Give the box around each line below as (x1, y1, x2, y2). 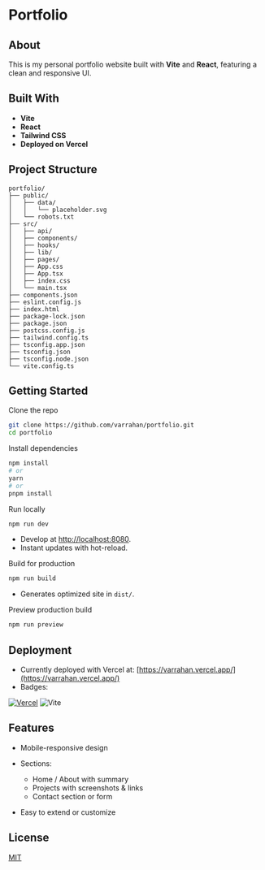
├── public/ (8, 191, 49, 200)
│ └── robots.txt (8, 213, 75, 221)
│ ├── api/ (8, 227, 53, 235)
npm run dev (8, 520, 49, 528)
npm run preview (8, 621, 63, 629)
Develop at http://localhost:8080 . (20, 535, 132, 544)
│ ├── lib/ (8, 248, 53, 257)
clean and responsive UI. (8, 68, 92, 78)
